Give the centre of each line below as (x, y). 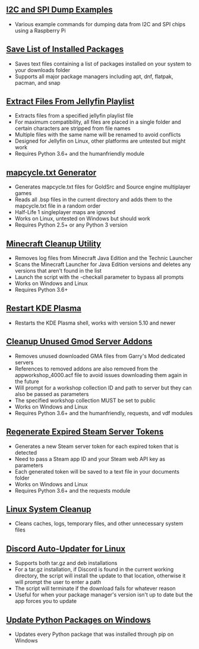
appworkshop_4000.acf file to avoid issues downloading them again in (101, 375)
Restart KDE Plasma (44, 309)
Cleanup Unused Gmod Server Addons (79, 342)
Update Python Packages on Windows (79, 620)
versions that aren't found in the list (58, 271)
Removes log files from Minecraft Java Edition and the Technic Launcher (104, 258)
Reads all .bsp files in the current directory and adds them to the (93, 200)
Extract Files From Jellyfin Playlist (70, 102)
